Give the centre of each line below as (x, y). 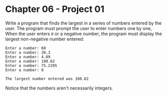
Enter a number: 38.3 (28, 52)
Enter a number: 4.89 (28, 57)
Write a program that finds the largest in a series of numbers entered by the (83, 23)
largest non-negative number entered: (45, 39)
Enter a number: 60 (26, 48)
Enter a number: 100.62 (30, 61)
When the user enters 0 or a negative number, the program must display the (84, 33)
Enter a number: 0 (24, 70)
